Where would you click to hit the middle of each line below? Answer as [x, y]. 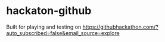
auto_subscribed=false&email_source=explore [63, 33]
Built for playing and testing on [44, 27]
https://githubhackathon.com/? [121, 27]
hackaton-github [49, 11]
